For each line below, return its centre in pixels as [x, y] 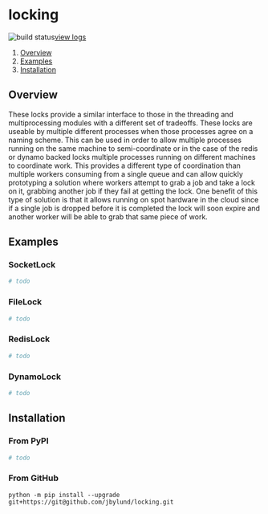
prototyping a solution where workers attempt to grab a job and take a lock [132, 182]
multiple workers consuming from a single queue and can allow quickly [126, 173]
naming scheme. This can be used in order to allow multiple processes [125, 140]
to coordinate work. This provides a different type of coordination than [124, 165]
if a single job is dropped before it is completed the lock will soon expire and [134, 208]
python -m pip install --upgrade [64, 495]
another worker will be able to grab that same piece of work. [108, 216]
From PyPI [29, 441]
